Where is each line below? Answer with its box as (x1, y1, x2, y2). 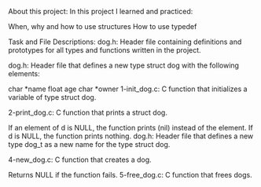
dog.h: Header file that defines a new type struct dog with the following (8, 60, 240, 70)
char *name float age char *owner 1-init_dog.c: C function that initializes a (8, 84, 248, 93)
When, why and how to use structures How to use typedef (8, 22, 197, 31)
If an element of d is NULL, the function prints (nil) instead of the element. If (8, 123, 253, 132)
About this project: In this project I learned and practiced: (8, 7, 193, 16)
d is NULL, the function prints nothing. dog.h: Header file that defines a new (8, 131, 254, 141)
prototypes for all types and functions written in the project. (8, 46, 202, 54)
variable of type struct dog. (8, 93, 97, 101)
